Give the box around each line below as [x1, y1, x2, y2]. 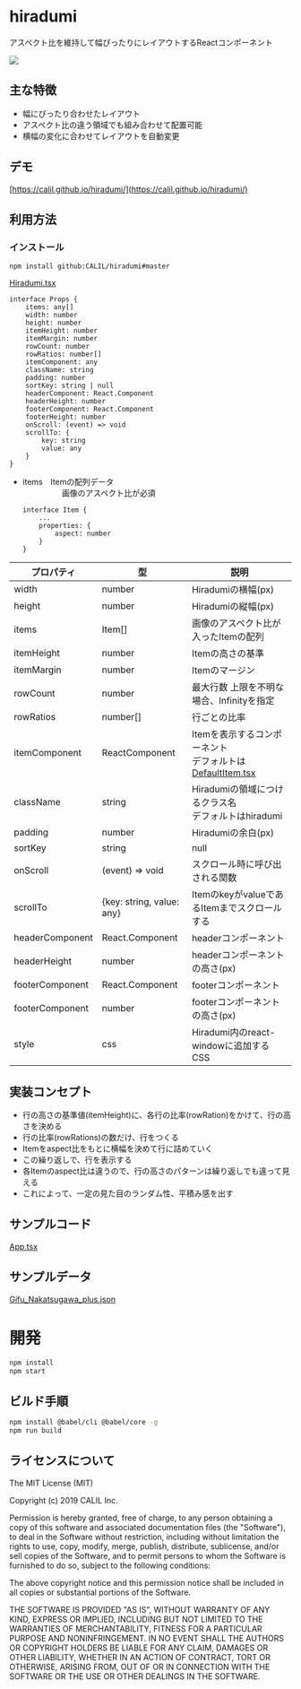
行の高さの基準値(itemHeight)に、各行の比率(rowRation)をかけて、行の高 [21, 1110, 291, 1121]
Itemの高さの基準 [191, 647, 264, 660]
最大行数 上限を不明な [191, 681, 285, 694]
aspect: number [55, 529, 112, 539]
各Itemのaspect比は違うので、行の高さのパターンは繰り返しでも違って [21, 1165, 282, 1176]
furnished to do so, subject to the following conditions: [9, 1560, 211, 1571]
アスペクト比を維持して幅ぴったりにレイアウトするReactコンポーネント [9, 37, 273, 48]
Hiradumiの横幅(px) [191, 584, 275, 596]
